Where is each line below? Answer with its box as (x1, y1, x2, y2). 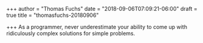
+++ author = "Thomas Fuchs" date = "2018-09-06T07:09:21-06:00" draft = (6, 5, 198, 12)
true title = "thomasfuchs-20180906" (6, 12, 99, 19)
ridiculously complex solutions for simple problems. (6, 30, 136, 37)
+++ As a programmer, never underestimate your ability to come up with (6, 24, 187, 30)
